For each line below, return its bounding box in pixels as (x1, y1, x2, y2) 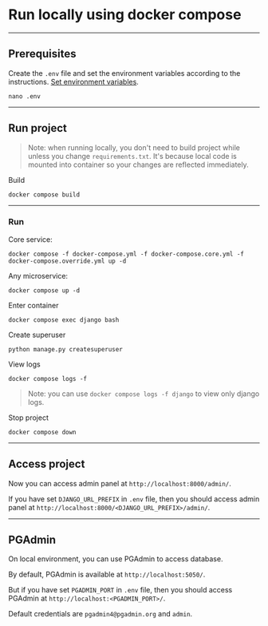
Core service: (8, 234, 53, 244)
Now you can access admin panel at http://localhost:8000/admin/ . (8, 478, 231, 488)
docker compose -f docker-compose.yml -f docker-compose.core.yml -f (8, 250, 245, 258)
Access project (8, 458, 85, 471)
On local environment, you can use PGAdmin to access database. (8, 554, 223, 564)
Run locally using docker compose (8, 6, 242, 24)
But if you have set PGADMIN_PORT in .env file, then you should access (8, 585, 233, 595)
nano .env (8, 92, 41, 101)
